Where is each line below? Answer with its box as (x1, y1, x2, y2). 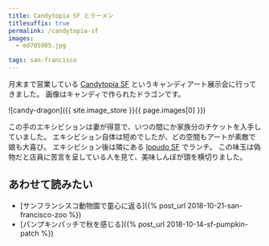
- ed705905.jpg (15, 42, 67, 50)
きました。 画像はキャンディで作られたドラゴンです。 (8, 89, 185, 99)
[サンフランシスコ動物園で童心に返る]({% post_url (19, 200, 186, 210)
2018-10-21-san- (187, 200, 243, 210)
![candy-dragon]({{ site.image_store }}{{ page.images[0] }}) (8, 105, 206, 115)
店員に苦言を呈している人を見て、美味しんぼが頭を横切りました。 (29, 152, 247, 162)
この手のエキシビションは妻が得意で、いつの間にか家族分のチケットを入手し (8, 122, 262, 131)
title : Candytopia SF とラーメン (8, 11, 114, 20)
